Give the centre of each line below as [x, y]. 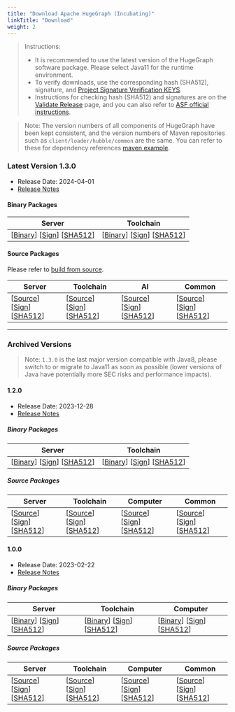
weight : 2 [22, 27]
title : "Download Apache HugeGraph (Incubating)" [81, 14]
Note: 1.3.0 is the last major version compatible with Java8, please [121, 359]
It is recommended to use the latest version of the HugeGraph [124, 60]
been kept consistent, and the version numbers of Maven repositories [124, 133]
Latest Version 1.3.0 [42, 166]
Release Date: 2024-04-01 [56, 181]
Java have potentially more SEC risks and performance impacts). [118, 374]
